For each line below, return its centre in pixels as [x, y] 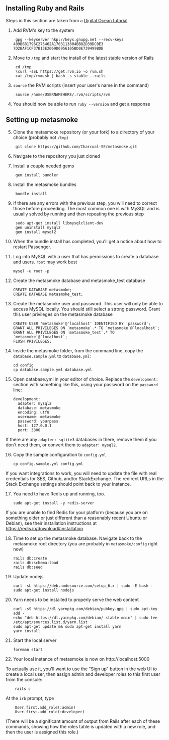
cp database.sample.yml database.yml [53, 369]
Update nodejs [28, 576]
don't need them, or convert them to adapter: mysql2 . [61, 445]
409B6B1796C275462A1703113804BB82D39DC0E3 [58, 44]
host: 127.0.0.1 [35, 426]
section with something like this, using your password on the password [85, 384]
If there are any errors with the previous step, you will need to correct [85, 203]
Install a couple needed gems [44, 166]
